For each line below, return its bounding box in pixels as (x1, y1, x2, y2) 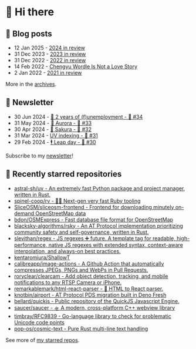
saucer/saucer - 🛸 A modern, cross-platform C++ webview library (13, 304, 175, 311)
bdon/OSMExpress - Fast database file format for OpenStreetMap (13, 216, 174, 223)
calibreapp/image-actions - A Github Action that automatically (13, 260, 164, 267)
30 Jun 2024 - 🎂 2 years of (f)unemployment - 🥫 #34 (13, 113, 143, 120)
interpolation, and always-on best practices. (13, 247, 121, 254)
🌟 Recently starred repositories (5, 169, 122, 179)
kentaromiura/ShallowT (13, 254, 70, 261)
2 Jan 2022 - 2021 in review (13, 69, 82, 76)
